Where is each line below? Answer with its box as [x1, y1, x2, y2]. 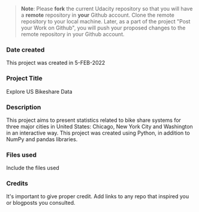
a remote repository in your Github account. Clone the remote [20, 11, 175, 19]
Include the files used [6, 165, 60, 172]
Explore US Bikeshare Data [6, 88, 73, 95]
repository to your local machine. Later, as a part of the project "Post [20, 18, 191, 25]
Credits [6, 180, 28, 188]
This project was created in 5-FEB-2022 [6, 59, 105, 67]
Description [6, 103, 41, 111]
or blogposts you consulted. [6, 199, 76, 207]
